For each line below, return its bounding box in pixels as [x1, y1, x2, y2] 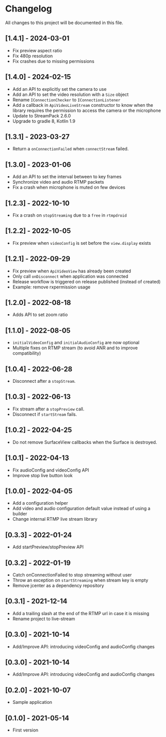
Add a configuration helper [12, 500, 68, 506]
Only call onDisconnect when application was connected [12, 273, 128, 279]
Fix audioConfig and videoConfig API [12, 467, 89, 473]
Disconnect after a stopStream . [12, 378, 76, 384]
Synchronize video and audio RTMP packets [12, 179, 104, 185]
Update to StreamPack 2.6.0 [12, 112, 71, 118]
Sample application [12, 699, 53, 705]
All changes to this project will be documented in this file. [5, 20, 123, 26]
